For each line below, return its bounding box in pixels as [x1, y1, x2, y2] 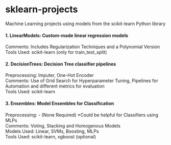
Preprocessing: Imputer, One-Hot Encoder [5, 72, 94, 78]
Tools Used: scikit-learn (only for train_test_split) [5, 49, 107, 55]
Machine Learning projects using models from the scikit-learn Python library [5, 20, 166, 27]
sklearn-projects [5, 4, 78, 15]
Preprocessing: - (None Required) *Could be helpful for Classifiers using [5, 112, 159, 118]
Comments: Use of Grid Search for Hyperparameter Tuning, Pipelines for [5, 78, 158, 84]
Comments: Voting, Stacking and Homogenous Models [5, 122, 121, 129]
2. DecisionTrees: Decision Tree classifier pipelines [5, 60, 116, 67]
